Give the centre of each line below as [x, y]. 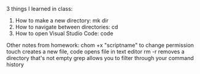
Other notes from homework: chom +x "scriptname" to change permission [100, 45]
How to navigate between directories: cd [67, 27]
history [15, 64]
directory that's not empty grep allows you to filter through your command [100, 58]
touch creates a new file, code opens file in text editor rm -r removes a [96, 52]
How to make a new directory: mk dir [62, 20]
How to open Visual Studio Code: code [64, 33]
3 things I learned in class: [40, 9]
